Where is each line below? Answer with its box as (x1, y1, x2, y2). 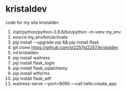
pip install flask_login (12, 60, 55, 66)
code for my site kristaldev (5, 19, 59, 25)
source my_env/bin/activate (12, 34, 68, 40)
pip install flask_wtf (12, 75, 52, 81)
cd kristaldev (12, 50, 39, 55)
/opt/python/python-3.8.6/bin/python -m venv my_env (12, 29, 121, 35)
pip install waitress (12, 55, 50, 60)
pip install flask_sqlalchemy (12, 65, 68, 71)
